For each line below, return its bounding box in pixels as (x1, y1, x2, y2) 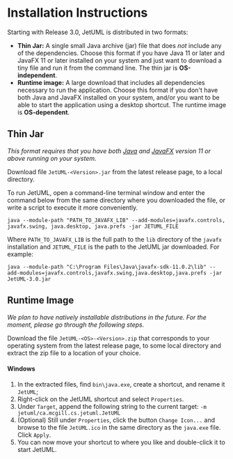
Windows (7, 364, 35, 373)
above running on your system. (7, 154, 97, 162)
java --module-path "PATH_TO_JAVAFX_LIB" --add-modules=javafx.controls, (7, 217, 226, 224)
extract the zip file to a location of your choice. (7, 348, 141, 357)
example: (7, 249, 33, 258)
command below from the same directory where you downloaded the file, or (7, 196, 226, 204)
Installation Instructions (7, 5, 148, 21)
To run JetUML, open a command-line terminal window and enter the (7, 188, 205, 196)
